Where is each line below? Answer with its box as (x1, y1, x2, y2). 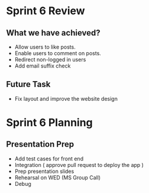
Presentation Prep (6, 139, 74, 149)
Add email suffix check (14, 62, 71, 69)
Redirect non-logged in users (14, 56, 86, 63)
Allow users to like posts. (14, 43, 76, 50)
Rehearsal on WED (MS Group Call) (14, 173, 101, 181)
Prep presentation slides (14, 168, 74, 175)
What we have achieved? (6, 28, 101, 38)
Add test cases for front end (14, 155, 84, 162)
